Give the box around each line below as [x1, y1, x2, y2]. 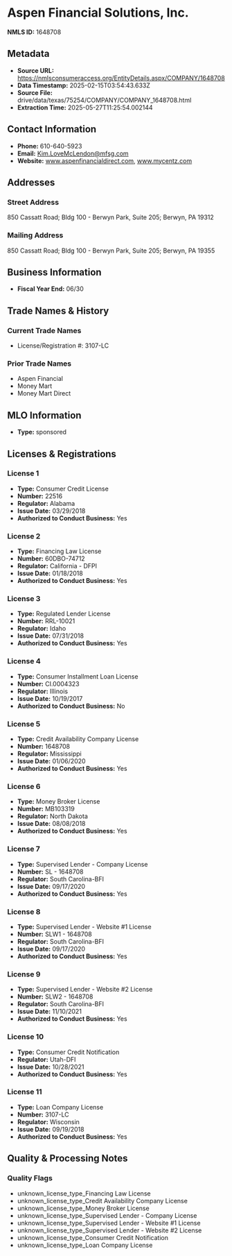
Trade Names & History [7, 305, 109, 316]
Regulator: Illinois [17, 687, 68, 695]
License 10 [7, 1032, 44, 1042]
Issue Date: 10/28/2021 [17, 1062, 84, 1071]
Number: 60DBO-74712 [17, 554, 85, 563]
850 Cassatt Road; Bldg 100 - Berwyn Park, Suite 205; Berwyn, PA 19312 [7, 213, 215, 221]
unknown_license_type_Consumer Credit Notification [17, 1233, 168, 1241]
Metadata [7, 48, 50, 60]
